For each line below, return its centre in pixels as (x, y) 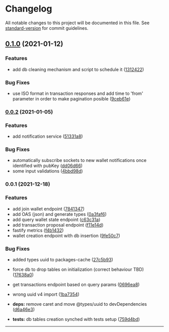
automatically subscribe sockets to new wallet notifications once (79, 160)
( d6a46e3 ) (24, 309)
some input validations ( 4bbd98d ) (48, 171)
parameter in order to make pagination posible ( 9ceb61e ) (71, 98)
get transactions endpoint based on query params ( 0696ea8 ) (76, 284)
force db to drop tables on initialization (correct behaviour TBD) (78, 269)
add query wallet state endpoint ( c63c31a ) (56, 219)
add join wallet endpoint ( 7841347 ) (48, 209)
